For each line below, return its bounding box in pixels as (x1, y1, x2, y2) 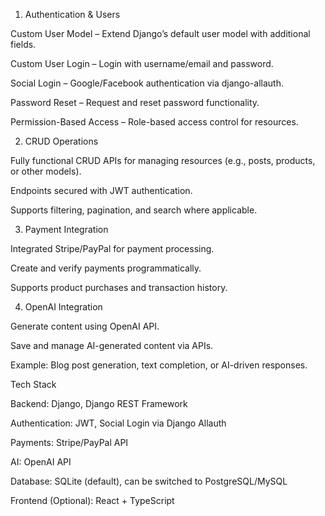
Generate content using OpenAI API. (10, 320, 160, 332)
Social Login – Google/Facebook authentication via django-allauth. (10, 77, 284, 89)
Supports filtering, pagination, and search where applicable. (10, 204, 258, 216)
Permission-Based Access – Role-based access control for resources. (10, 116, 299, 128)
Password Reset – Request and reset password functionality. (10, 97, 260, 108)
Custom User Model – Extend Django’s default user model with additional (10, 28, 311, 39)
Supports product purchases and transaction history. (10, 282, 228, 293)
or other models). (10, 165, 82, 177)
